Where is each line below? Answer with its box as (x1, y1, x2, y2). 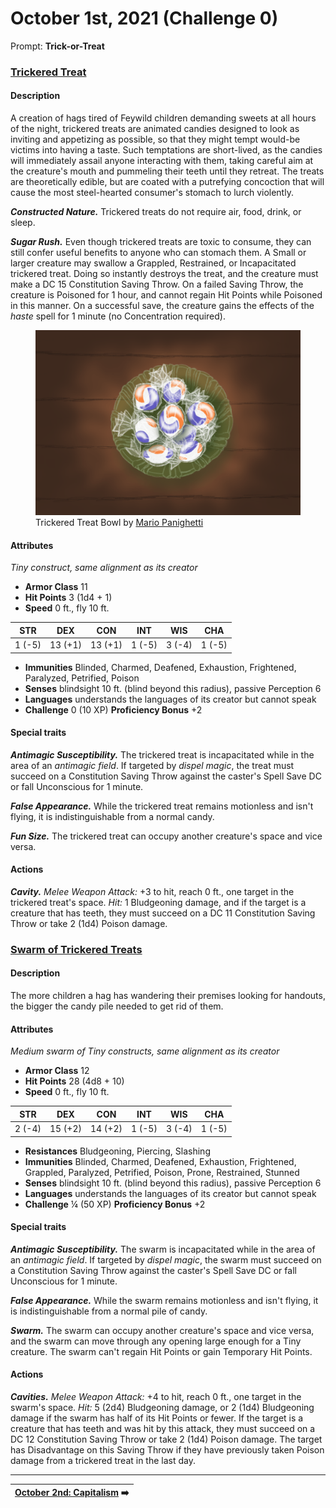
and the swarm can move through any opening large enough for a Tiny (10, 1335, 302, 1347)
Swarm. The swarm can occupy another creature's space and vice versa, (10, 1324, 315, 1336)
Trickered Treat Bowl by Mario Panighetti (35, 517, 204, 529)
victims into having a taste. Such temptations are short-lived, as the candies (10, 144, 323, 156)
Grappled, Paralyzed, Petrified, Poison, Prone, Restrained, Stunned (24, 1166, 300, 1178)
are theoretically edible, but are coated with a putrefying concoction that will (10, 176, 325, 188)
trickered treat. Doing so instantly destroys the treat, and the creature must (10, 268, 319, 280)
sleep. (10, 217, 36, 229)
